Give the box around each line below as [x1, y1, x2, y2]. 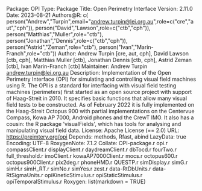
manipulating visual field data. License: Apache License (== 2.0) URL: [6, 127, 180, 134]
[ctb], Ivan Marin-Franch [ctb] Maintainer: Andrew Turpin [6, 63, 148, 70]
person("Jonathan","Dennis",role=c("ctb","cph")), [6, 37, 128, 44]
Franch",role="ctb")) [6, 50, 57, 57]
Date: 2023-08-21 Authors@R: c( [6, 11, 89, 19]
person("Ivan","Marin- [99, 43, 154, 51]
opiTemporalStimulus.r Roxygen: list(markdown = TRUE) [6, 178, 146, 185]
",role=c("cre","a [153, 18, 194, 25]
